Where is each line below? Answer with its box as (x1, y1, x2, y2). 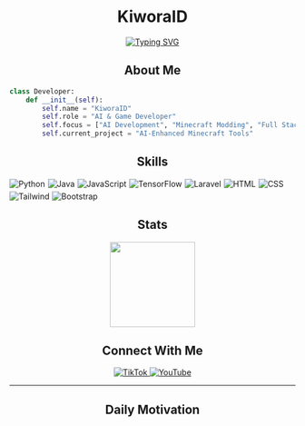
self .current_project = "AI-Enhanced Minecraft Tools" (42, 129, 254, 138)
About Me (123, 63, 182, 78)
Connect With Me (102, 343, 203, 359)
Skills (136, 154, 169, 170)
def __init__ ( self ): (25, 95, 103, 104)
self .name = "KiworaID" (42, 104, 132, 113)
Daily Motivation (104, 401, 201, 417)
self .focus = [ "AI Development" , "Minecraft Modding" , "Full (42, 121, 279, 130)
